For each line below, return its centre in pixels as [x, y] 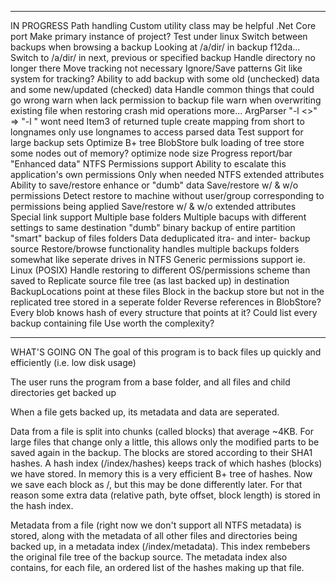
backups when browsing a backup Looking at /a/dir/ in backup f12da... [155, 47]
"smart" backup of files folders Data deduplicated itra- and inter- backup [160, 238]
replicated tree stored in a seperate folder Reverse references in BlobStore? [166, 302]
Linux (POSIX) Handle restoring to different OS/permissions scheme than [160, 270]
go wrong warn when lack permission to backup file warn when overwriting [166, 100]
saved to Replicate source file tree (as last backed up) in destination [150, 280]
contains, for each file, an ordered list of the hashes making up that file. [157, 567]
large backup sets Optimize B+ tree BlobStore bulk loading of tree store [157, 142]
